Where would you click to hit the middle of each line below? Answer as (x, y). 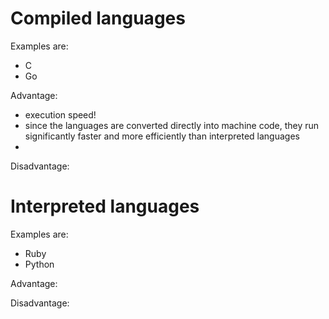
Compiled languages (98, 18)
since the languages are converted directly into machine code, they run (172, 125)
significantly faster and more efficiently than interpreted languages (162, 136)
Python (39, 264)
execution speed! (60, 114)
